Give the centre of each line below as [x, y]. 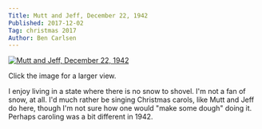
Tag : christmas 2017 [43, 30]
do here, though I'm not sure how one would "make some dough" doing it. [130, 108]
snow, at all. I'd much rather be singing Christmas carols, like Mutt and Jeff [131, 100]
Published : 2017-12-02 [46, 23]
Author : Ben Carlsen [43, 38]
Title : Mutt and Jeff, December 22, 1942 [78, 16]
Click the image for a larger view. [62, 76]
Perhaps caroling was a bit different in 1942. [81, 117]
